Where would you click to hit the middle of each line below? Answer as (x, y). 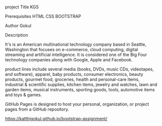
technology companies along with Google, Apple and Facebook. (69, 60)
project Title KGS (22, 7)
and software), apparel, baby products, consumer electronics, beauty (74, 74)
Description (16, 35)
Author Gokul (18, 26)
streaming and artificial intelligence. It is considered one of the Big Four (76, 55)
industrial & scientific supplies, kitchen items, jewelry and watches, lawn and (81, 84)
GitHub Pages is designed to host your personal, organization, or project (77, 104)
